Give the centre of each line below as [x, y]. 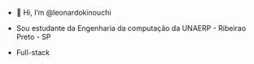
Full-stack [33, 52]
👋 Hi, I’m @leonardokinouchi [63, 13]
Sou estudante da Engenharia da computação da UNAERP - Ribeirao [131, 28]
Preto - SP [33, 37]
